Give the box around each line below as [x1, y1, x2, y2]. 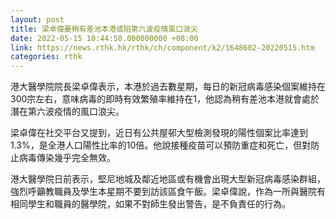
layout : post [10, 14, 65, 25]
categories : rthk [10, 52, 83, 62]
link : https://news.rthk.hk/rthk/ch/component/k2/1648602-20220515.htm [10, 42, 315, 53]
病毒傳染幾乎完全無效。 [18, 152, 116, 164]
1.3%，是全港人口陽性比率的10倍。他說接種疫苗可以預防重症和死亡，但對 [10, 139, 312, 151]
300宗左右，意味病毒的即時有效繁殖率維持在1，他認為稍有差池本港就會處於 [10, 93, 320, 105]
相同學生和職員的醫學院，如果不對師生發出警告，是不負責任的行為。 [10, 198, 291, 210]
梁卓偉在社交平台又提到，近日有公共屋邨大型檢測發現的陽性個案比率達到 [10, 127, 308, 139]
